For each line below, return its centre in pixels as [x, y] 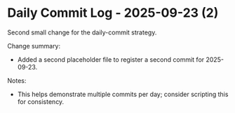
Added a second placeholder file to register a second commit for [111, 59]
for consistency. [41, 101]
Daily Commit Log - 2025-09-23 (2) [113, 13]
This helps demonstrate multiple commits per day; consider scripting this [123, 94]
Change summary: [34, 46]
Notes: [17, 80]
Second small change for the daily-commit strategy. [82, 32]
